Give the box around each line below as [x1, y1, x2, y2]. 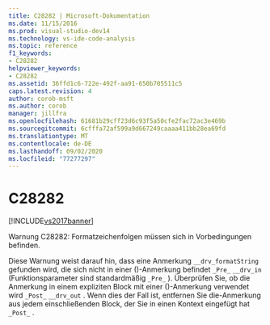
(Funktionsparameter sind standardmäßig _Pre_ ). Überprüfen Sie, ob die [8, 273, 251, 283]
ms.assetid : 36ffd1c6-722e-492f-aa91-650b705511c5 [8, 79, 183, 87]
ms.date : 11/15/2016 [8, 19, 78, 27]
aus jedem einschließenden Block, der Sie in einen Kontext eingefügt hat [8, 299, 251, 309]
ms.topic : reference [8, 42, 78, 50]
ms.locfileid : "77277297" [8, 154, 95, 162]
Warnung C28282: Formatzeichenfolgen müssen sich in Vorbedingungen [8, 232, 252, 242]
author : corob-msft [8, 95, 74, 103]
